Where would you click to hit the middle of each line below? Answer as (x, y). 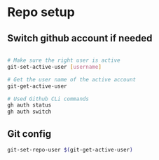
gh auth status (29, 105)
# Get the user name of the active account (72, 79)
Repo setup (41, 12)
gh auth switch (29, 112)
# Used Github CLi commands (48, 99)
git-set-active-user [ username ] (54, 67)
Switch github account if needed (80, 38)
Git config (29, 134)
